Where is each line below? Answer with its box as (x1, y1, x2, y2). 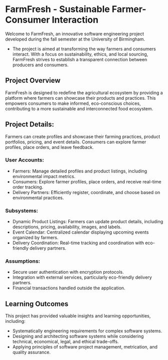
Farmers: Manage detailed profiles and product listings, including (12, 168, 147, 174)
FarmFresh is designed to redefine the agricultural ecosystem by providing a (5, 89, 163, 96)
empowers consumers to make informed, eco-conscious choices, (5, 100, 141, 106)
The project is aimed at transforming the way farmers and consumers (12, 46, 156, 52)
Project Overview (5, 76, 61, 85)
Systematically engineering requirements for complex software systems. (12, 328, 162, 334)
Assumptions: (5, 258, 41, 265)
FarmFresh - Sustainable (5, 4, 110, 15)
